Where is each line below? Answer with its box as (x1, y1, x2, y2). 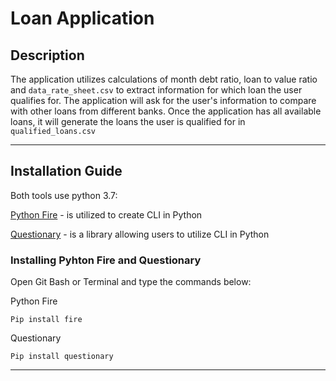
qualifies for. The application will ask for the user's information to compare (10, 95, 317, 106)
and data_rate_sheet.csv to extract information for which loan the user (10, 84, 303, 96)
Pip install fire (10, 315, 83, 325)
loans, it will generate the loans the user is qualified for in (10, 116, 246, 127)
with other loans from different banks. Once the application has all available (10, 105, 322, 117)
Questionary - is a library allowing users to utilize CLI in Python (10, 228, 270, 240)
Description (10, 47, 85, 64)
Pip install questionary (10, 352, 114, 362)
